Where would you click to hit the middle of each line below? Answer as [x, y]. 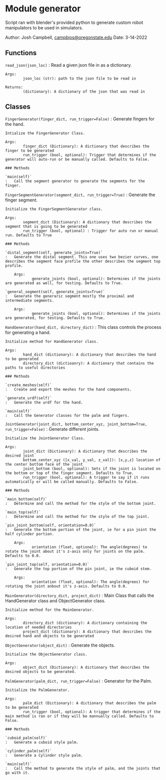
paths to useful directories [35, 368]
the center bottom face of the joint [44, 464]
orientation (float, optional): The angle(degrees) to [89, 547]
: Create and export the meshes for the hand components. [69, 389]
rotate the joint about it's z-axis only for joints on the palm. [75, 551]
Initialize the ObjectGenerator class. [46, 654]
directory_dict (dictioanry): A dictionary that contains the [88, 363]
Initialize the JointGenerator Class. [45, 438]
